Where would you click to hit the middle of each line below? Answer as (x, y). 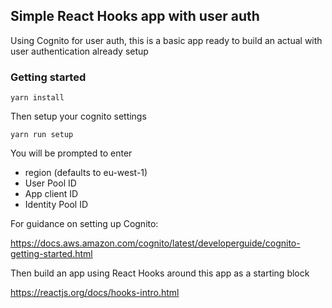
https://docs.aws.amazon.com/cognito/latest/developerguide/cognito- (155, 243)
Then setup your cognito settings (78, 116)
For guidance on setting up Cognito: (84, 224)
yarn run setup (42, 135)
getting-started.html (51, 254)
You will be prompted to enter (71, 153)
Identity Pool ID (56, 205)
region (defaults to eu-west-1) (86, 173)
